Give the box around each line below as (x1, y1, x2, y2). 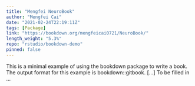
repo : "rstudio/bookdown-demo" (6, 42, 83, 47)
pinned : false (6, 47, 41, 53)
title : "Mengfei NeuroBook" (6, 8, 75, 15)
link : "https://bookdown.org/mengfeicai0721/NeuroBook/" (6, 30, 149, 36)
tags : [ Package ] (6, 25, 46, 31)
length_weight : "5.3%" (6, 36, 62, 42)
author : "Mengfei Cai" (6, 14, 62, 20)
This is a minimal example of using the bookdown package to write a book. (6, 63, 187, 70)
